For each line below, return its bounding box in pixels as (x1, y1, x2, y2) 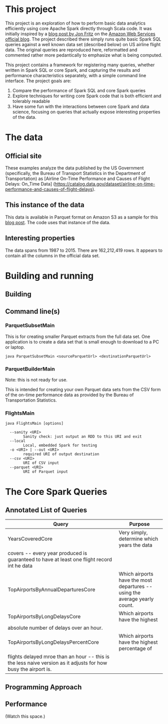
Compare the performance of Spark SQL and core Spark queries (12, 87, 146, 93)
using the (118, 589, 141, 596)
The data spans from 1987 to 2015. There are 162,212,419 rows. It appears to (5, 247, 162, 253)
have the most (118, 577, 152, 584)
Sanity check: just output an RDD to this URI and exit (23, 434, 142, 439)
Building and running (5, 270, 94, 281)
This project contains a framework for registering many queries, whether (5, 62, 155, 68)
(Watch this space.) (5, 713, 45, 719)
